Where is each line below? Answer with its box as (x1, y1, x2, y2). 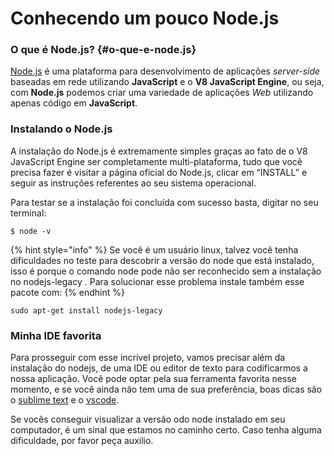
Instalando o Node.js (10, 122, 113, 136)
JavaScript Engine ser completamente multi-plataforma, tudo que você (10, 155, 303, 167)
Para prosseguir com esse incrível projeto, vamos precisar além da (10, 352, 286, 364)
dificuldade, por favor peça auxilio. (10, 435, 154, 447)
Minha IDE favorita (10, 328, 102, 342)
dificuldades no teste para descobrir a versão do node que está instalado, (10, 254, 315, 266)
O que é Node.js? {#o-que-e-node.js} (10, 43, 197, 57)
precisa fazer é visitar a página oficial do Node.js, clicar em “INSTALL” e (10, 166, 308, 178)
